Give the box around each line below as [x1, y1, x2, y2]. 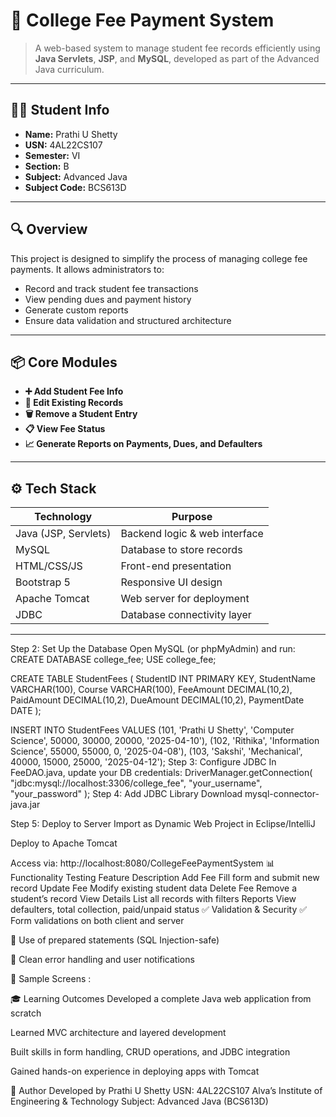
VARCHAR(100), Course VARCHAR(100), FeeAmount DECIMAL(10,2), [10, 684, 293, 696]
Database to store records [120, 543, 243, 557]
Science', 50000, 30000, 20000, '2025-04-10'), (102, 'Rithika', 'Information [10, 735, 320, 747]
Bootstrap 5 [15, 575, 71, 589]
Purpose [171, 510, 213, 524]
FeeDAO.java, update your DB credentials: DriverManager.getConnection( [10, 767, 313, 779]
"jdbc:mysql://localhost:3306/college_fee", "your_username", [10, 777, 263, 789]
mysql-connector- [244, 788, 320, 800]
